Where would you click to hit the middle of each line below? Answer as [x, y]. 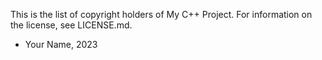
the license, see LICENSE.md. [71, 25]
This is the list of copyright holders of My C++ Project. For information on [161, 14]
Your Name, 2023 [61, 44]
